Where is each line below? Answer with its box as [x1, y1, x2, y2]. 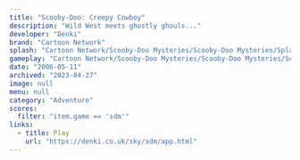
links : [9, 121, 34, 130]
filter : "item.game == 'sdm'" [17, 112, 129, 121]
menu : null [9, 87, 50, 96]
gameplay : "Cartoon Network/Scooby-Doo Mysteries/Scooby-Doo [9, 54, 242, 63]
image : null [9, 79, 54, 88]
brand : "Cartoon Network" [9, 37, 105, 47]
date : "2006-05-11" [9, 63, 82, 72]
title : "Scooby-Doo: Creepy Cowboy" [9, 12, 146, 22]
